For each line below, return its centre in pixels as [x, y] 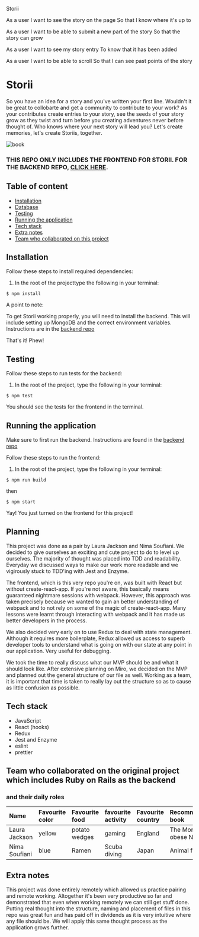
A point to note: [25, 305]
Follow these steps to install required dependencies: [70, 271]
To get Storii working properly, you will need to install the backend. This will [98, 316]
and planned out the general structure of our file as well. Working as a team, [99, 675]
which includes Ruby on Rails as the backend [91, 780]
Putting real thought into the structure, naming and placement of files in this [98, 908]
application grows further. [38, 927]
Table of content [37, 186]
